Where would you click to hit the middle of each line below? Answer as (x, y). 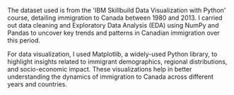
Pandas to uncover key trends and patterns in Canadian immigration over (114, 33)
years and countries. (37, 84)
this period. (24, 40)
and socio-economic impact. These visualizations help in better (100, 69)
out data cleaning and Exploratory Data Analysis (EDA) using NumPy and (113, 25)
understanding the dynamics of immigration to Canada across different (111, 77)
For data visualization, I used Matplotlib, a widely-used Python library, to (112, 54)
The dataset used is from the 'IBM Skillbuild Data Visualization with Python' (117, 10)
